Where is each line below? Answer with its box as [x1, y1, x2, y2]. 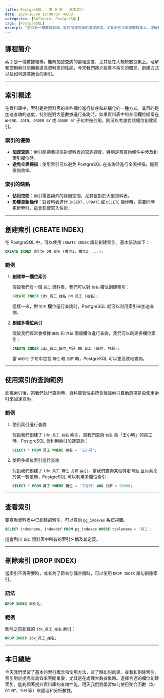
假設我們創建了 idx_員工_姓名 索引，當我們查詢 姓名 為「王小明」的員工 [12, 432, 153, 438]
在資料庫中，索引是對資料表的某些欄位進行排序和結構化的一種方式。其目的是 [5, 105, 159, 111]
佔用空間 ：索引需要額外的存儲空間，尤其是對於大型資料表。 [12, 193, 132, 199]
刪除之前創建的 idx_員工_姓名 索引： [5, 626, 76, 632]
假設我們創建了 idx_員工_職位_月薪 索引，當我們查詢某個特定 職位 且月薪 [12, 468, 154, 474]
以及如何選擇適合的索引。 [5, 71, 57, 76]
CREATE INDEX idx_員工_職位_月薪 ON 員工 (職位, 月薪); [12, 346, 120, 351]
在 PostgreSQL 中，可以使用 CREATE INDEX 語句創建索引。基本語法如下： [5, 240, 150, 245]
